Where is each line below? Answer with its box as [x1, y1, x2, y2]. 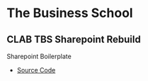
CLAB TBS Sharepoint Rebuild [6, 33, 141, 45]
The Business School [6, 5, 133, 21]
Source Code [16, 66, 56, 74]
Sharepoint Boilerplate [6, 52, 72, 60]
